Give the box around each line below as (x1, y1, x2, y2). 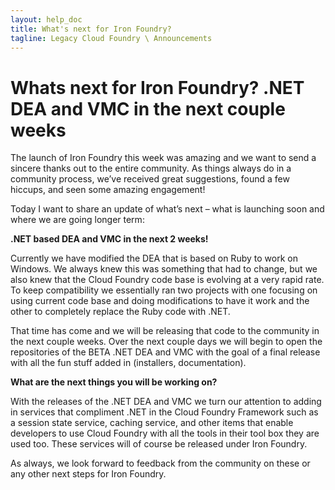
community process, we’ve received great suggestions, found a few (10, 173, 290, 185)
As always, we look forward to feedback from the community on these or (10, 457, 311, 470)
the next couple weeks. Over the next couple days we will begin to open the (10, 336, 323, 348)
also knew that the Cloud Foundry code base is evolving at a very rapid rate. (10, 274, 325, 286)
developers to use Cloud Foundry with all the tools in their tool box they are (10, 427, 320, 440)
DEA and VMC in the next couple (10, 97, 286, 120)
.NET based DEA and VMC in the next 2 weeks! (10, 233, 209, 245)
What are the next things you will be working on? (10, 376, 218, 388)
